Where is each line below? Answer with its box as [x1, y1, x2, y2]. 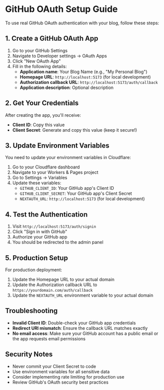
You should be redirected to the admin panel [12, 239, 103, 245]
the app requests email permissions [12, 335, 86, 341]
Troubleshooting [5, 307, 58, 315]
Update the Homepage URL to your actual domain [12, 277, 115, 282]
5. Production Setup [5, 253, 68, 262]
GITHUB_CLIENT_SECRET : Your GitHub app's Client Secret [19, 190, 132, 197]
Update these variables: [12, 180, 62, 186]
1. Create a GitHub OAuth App [5, 34, 98, 43]
